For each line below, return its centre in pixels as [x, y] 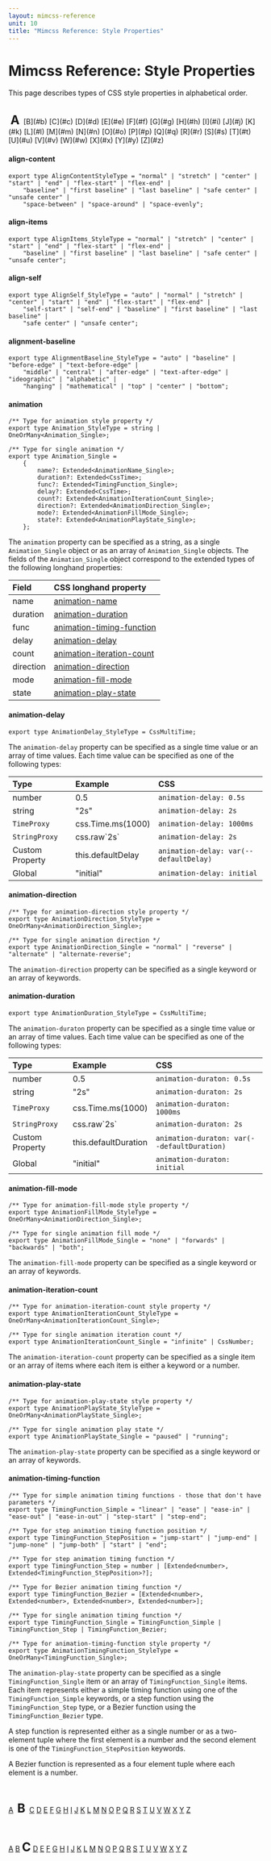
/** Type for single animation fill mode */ [84, 1234]
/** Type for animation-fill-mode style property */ [99, 1205]
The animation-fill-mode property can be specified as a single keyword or [132, 1263]
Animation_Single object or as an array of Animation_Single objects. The [129, 551]
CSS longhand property [100, 588]
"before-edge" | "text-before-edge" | [73, 365]
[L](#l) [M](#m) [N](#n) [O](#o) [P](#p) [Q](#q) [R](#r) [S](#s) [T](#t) [138, 132]
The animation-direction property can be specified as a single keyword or [132, 969]
